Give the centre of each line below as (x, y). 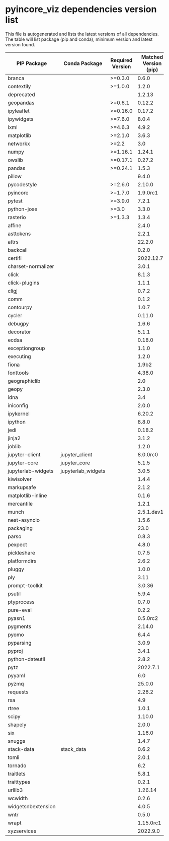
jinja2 (14, 438)
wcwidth (18, 798)
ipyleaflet (19, 111)
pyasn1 (17, 618)
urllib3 (15, 790)
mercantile (20, 504)
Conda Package (83, 63)
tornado (17, 765)
